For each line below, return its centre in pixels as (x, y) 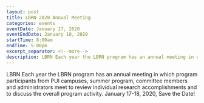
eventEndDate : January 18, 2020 (47, 35)
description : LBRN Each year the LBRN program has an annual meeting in (100, 57)
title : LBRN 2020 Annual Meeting (49, 18)
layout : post (23, 12)
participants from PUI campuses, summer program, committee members (97, 81)
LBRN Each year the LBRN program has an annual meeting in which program (102, 74)
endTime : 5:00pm (27, 46)
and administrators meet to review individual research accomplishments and (102, 87)
